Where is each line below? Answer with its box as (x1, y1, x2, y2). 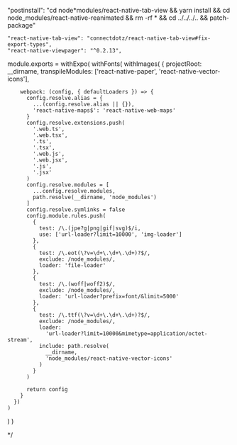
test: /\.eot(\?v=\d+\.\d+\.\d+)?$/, (38, 249, 151, 257)
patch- (209, 13, 229, 22)
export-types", (7, 41, 53, 48)
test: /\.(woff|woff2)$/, (38, 281, 116, 288)
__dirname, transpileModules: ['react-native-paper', (7, 67, 158, 75)
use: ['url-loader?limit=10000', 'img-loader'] (38, 231, 182, 238)
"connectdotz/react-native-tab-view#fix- (86, 35, 211, 42)
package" (7, 21, 36, 29)
